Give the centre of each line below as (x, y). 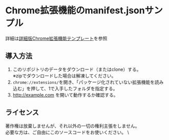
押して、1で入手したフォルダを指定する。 (74, 88)
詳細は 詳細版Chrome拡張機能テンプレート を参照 (56, 38)
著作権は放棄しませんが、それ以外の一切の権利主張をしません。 (72, 126)
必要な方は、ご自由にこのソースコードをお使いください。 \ (67, 132)
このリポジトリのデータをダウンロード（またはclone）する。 (77, 69)
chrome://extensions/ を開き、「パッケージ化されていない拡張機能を (84, 82)
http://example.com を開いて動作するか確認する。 (65, 95)
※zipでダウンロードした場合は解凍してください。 (64, 76)
